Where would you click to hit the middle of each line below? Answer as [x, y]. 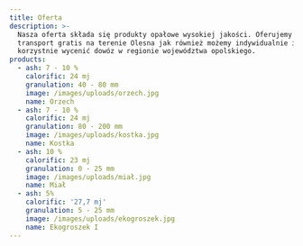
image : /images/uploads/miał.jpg [88, 177]
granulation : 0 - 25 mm [70, 169]
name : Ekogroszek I [62, 227]
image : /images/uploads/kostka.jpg [92, 135]
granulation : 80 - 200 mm [74, 127]
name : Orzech [50, 101]
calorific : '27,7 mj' [66, 202]
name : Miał [46, 186]
